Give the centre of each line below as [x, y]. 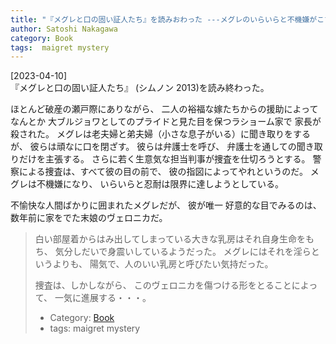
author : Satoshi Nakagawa [64, 29]
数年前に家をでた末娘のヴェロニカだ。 [89, 218]
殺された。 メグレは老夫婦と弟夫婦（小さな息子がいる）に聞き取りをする [160, 134]
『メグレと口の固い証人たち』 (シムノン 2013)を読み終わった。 [140, 88]
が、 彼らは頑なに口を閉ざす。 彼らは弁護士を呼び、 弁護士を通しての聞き [162, 147]
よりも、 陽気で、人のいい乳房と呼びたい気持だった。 [163, 264]
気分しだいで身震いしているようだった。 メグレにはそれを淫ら [183, 252]
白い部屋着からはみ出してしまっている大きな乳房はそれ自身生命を [170, 239]
